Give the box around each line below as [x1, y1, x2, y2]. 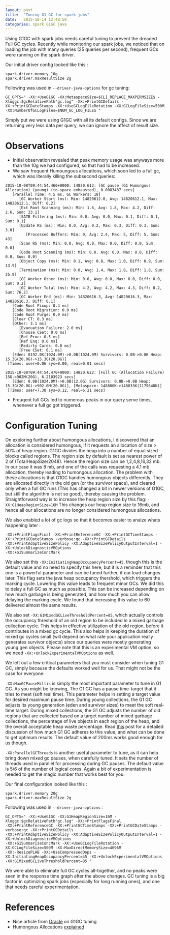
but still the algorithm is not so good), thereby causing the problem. [5, 491, 146, 497]
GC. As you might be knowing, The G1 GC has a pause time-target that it [5, 686, 156, 692]
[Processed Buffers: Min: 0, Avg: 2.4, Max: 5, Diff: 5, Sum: [25, 232, 160, 237]
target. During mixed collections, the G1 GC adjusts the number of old [15, 708, 161, 714]
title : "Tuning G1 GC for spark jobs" [5, 12, 90, 17]
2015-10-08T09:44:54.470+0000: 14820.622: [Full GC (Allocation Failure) [5, 370, 165, 375]
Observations [5, 140, 64, 152]
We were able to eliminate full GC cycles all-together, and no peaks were [5, 868, 157, 874]
